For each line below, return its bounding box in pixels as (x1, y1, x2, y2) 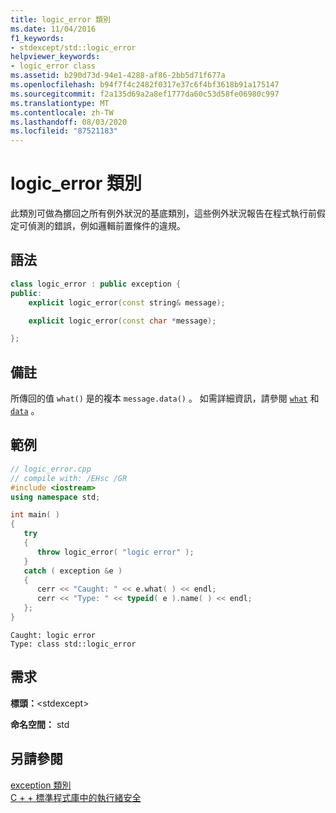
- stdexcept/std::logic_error (10, 42, 137, 53)
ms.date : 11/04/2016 (10, 24, 97, 34)
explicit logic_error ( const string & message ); (28, 297, 226, 308)
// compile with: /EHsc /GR (10, 473, 128, 483)
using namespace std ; (10, 492, 101, 502)
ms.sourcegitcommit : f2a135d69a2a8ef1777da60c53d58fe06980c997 (10, 89, 280, 99)
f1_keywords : (10, 33, 65, 43)
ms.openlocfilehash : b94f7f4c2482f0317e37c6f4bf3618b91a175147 (10, 80, 280, 90)
